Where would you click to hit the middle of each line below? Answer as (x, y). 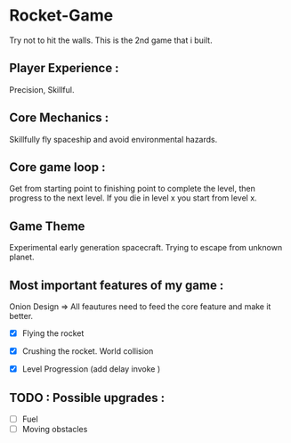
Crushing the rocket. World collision (88, 351)
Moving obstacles (55, 430)
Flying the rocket (53, 333)
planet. (22, 257)
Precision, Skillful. (42, 89)
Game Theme (47, 226)
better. (21, 316)
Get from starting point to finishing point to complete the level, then (132, 189)
